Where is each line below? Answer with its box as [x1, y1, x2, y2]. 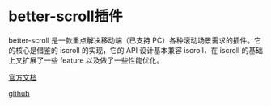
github [8, 88, 30, 98]
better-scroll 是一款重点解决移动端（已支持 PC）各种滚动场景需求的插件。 [8, 35, 255, 45]
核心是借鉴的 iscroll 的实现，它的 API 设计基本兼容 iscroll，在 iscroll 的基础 [15, 45, 263, 55]
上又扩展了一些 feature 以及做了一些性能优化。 [8, 55, 164, 65]
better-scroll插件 [8, 7, 123, 26]
